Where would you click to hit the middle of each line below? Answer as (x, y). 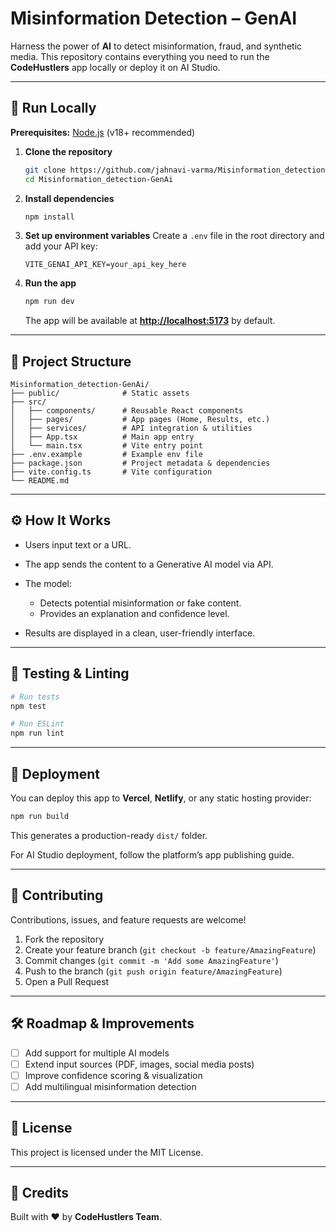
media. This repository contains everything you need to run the (140, 56)
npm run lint (37, 733)
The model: (48, 583)
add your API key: (61, 246)
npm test (28, 706)
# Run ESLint (37, 724)
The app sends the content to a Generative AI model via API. (149, 564)
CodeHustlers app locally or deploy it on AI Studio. (115, 67)
